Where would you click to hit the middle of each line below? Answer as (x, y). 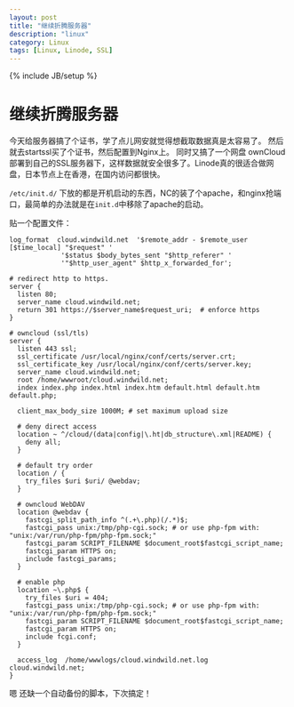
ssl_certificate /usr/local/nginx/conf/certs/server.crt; (127, 357)
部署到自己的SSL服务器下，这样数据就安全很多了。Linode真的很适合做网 (142, 163)
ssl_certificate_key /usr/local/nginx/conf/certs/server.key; (135, 365)
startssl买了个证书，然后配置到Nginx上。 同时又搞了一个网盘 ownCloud (155, 152)
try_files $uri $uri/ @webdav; (83, 481)
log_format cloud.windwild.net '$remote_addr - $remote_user (129, 240)
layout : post (33, 17)
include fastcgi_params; (71, 559)
